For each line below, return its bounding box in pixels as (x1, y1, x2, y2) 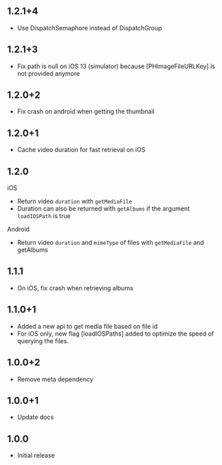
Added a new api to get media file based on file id (16, 322, 158, 330)
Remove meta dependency (16, 375, 94, 383)
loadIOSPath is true (16, 212, 71, 220)
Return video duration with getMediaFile (16, 197, 133, 206)
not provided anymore (16, 69, 80, 78)
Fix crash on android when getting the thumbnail (16, 107, 155, 116)
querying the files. (16, 336, 69, 345)
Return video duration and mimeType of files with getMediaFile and (16, 239, 204, 247)
